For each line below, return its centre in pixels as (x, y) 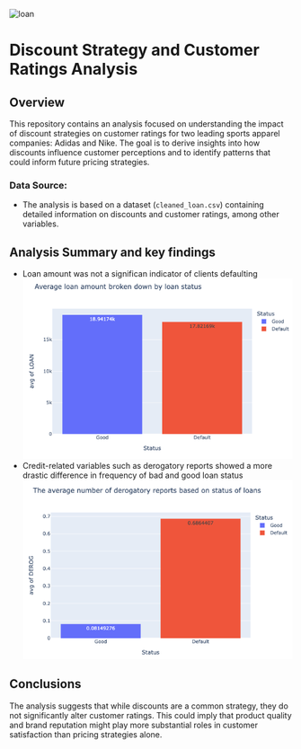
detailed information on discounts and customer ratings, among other (151, 215)
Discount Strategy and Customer (135, 50)
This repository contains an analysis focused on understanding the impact (147, 124)
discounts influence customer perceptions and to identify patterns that (140, 152)
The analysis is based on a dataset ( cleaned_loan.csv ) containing (143, 205)
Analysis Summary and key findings (112, 252)
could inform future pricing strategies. (80, 162)
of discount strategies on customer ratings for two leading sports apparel (145, 133)
